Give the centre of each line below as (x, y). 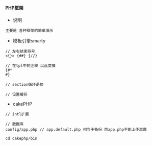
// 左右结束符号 (20, 52)
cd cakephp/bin (21, 139)
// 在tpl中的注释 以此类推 (31, 66)
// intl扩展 (17, 114)
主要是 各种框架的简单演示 (29, 31)
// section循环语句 (24, 85)
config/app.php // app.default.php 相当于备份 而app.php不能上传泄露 (76, 130)
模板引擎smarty (29, 41)
